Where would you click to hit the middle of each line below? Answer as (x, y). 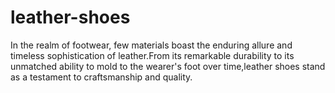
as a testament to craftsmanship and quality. (101, 77)
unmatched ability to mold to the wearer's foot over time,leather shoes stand (168, 66)
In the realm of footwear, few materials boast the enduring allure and (151, 45)
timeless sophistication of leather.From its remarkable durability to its (152, 55)
